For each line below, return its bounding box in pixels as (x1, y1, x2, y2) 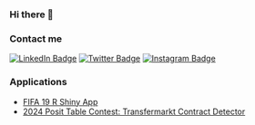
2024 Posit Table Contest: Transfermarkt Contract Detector (22, 106, 246, 117)
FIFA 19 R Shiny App (22, 96, 98, 107)
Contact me (9, 32, 63, 44)
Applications (9, 76, 67, 89)
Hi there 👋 (9, 8, 55, 21)
